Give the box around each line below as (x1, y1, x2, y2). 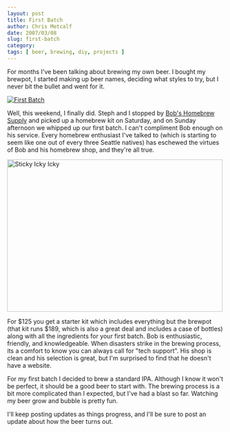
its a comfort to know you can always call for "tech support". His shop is (7, 346, 212, 355)
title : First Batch (7, 17, 63, 23)
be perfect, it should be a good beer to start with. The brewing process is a (7, 382, 220, 390)
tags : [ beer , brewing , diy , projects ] (7, 49, 125, 56)
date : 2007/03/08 (7, 29, 57, 37)
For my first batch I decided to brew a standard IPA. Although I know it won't (7, 374, 224, 383)
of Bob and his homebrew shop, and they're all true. (7, 146, 155, 154)
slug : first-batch (7, 36, 60, 43)
